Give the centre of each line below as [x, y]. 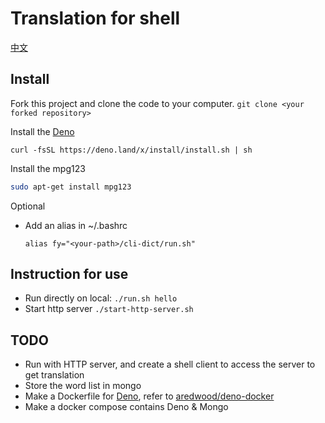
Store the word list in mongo [83, 386]
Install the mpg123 [48, 168]
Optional [28, 206]
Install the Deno [42, 131]
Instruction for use [69, 274]
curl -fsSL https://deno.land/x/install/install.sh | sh [131, 150]
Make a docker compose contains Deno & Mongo [126, 407]
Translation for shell [95, 18]
